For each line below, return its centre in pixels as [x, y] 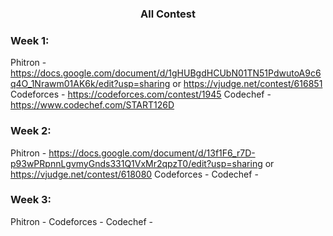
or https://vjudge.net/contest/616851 [247, 84]
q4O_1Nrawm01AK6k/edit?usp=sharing [90, 84]
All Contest [167, 14]
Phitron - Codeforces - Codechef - [81, 221]
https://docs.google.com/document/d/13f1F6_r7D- [152, 153]
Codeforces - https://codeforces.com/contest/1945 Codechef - [141, 94]
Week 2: [31, 131]
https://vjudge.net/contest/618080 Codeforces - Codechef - [134, 174]
